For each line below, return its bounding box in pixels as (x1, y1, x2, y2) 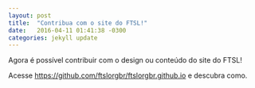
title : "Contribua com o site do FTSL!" (8, 19, 148, 27)
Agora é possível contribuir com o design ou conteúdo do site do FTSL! (8, 55, 243, 65)
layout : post (8, 11, 52, 20)
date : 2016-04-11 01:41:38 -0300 (8, 26, 127, 34)
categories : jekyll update (8, 33, 98, 42)
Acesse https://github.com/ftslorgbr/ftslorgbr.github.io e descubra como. (8, 71, 248, 80)
